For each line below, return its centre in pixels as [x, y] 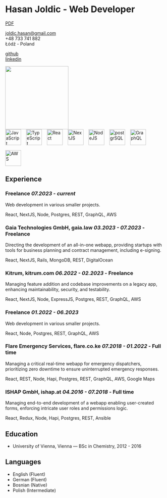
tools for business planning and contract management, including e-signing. [83, 250]
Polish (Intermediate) [34, 490]
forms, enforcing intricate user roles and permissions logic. [67, 409]
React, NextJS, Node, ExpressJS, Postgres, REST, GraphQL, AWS [73, 299]
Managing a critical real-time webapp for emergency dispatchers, [73, 364]
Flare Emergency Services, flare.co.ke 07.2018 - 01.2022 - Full [83, 346]
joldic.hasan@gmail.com [31, 33]
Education [22, 434]
